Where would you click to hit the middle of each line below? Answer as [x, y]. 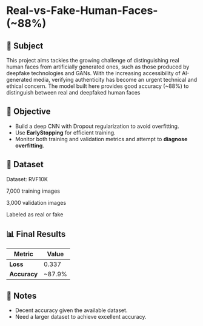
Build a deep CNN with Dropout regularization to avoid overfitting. [97, 126]
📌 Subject [25, 46]
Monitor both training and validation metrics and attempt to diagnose [101, 139]
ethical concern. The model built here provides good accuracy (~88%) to [98, 86]
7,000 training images [33, 191]
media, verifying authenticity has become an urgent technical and [115, 80]
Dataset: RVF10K [27, 179]
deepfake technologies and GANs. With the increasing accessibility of [93, 73]
